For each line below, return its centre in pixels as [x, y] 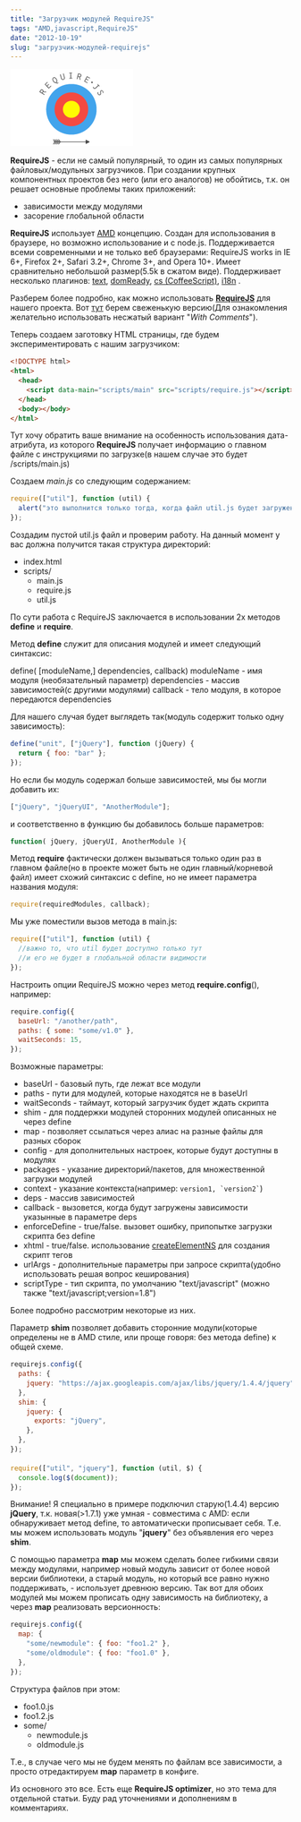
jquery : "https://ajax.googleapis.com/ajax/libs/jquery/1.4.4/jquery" [160, 1383]
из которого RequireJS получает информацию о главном [158, 445]
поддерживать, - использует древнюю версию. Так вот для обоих [137, 1588]
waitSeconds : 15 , [50, 1040]
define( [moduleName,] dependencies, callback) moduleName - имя [136, 671]
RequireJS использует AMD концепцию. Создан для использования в [143, 234]
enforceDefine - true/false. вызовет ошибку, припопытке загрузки [147, 1227]
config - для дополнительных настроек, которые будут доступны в [150, 1151]
